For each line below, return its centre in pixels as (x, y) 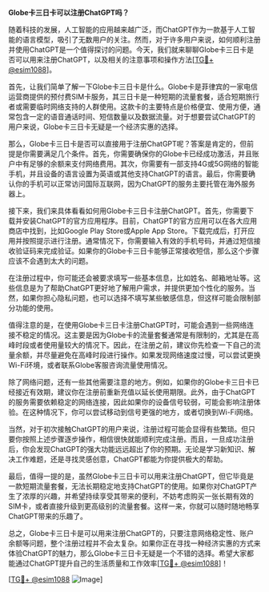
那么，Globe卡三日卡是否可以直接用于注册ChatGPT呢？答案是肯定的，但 (128, 144)
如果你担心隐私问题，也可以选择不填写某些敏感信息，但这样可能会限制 (138, 298)
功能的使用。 (36, 308)
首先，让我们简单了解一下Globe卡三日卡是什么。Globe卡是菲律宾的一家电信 (133, 87)
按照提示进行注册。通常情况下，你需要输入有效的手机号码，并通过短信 (138, 241)
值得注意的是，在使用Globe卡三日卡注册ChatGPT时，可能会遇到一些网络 (128, 325)
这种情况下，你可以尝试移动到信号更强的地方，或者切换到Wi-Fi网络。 (143, 412)
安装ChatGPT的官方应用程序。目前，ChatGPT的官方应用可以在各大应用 (140, 221)
